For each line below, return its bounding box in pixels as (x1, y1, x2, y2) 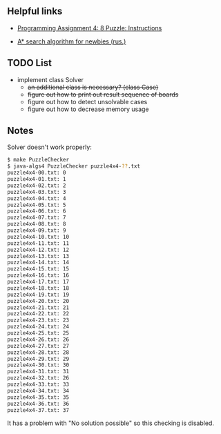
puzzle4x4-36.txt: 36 (7, 400, 70, 407)
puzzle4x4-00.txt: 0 (7, 169, 67, 177)
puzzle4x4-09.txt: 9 (7, 227, 67, 234)
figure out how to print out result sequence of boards (27, 90, 179, 99)
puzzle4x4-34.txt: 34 (7, 387, 70, 394)
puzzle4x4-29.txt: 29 (7, 355, 70, 362)
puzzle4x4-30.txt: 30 (7, 362, 70, 368)
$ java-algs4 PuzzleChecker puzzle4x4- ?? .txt (7, 163, 140, 170)
